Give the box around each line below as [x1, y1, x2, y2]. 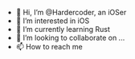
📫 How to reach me [15, 42, 83, 51]
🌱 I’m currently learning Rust [15, 25, 111, 33]
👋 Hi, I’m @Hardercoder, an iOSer [15, 8, 127, 17]
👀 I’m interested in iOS [15, 16, 90, 26]
